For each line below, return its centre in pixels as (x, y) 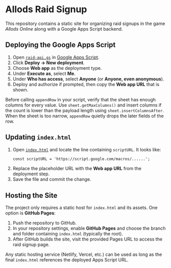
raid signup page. (31, 245)
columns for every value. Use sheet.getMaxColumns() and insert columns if (83, 105)
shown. (20, 90)
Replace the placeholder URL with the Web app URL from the (77, 169)
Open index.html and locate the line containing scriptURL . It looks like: (87, 149)
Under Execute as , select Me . (44, 73)
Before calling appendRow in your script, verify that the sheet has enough (81, 99)
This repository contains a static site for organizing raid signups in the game (85, 23)
